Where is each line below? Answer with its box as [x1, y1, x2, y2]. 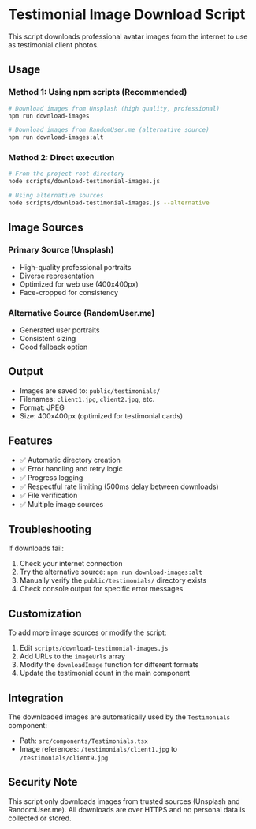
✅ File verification [19, 490, 78, 500]
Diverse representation [19, 271, 95, 280]
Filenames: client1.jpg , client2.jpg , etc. [19, 394, 155, 403]
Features [8, 434, 53, 448]
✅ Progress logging [19, 472, 83, 482]
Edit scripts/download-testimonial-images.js [19, 643, 169, 653]
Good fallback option [19, 342, 88, 351]
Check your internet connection [19, 559, 123, 568]
